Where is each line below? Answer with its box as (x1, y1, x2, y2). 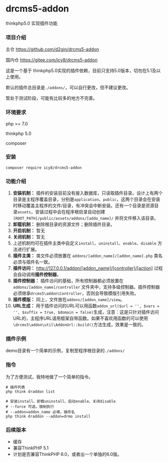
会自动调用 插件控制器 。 (12, 272, 61, 278)
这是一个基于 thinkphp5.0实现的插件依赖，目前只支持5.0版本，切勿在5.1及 (5, 68, 157, 74)
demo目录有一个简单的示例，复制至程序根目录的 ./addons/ (5, 348, 125, 354)
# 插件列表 (5, 384, 25, 390)
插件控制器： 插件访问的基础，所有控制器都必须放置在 (12, 278, 124, 284)
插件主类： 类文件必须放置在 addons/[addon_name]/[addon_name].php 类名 (12, 253, 163, 259)
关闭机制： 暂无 (12, 234, 45, 240)
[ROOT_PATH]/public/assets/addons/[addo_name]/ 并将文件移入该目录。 (12, 215, 159, 221)
